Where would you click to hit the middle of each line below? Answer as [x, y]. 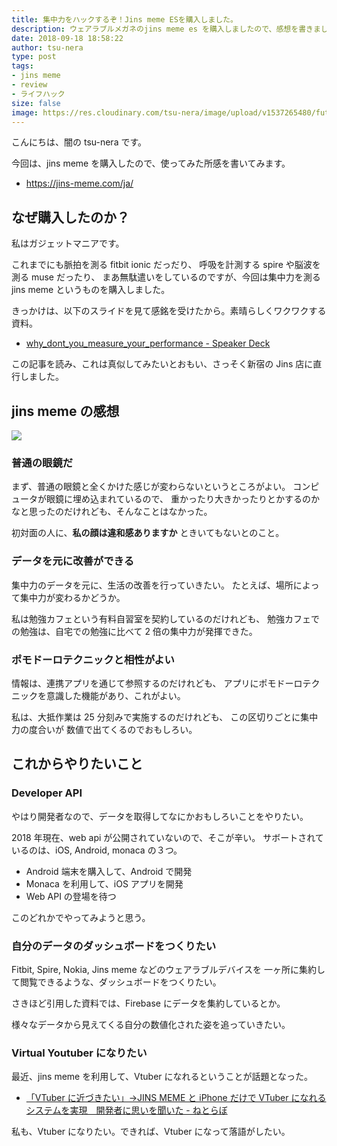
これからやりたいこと [77, 764]
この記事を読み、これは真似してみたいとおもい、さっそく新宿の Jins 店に [162, 364]
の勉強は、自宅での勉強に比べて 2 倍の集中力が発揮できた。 [134, 631]
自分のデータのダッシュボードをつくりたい [114, 946]
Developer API [47, 793]
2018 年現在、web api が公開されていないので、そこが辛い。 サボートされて [167, 837]
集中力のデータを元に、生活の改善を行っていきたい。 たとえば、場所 [152, 585]
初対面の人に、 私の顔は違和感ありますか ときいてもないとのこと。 [148, 533]
